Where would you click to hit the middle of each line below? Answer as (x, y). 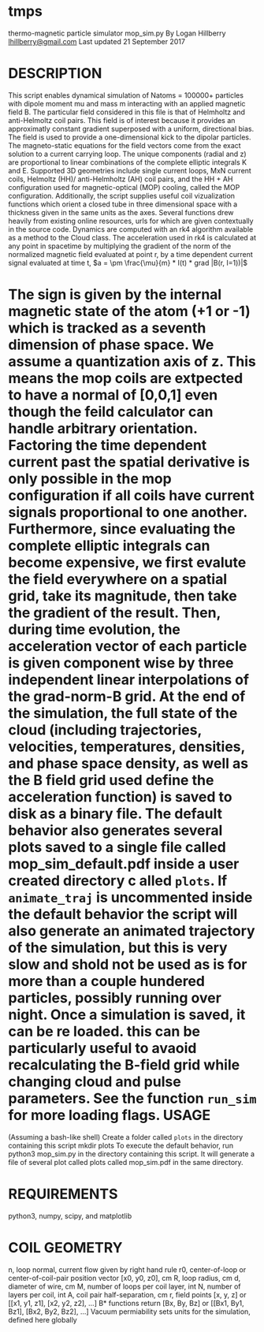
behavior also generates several (115, 831)
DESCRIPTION (55, 74)
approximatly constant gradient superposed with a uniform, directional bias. (131, 128)
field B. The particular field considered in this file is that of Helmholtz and (127, 112)
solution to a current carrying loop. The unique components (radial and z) (127, 154)
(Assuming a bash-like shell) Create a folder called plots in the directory (126, 1137)
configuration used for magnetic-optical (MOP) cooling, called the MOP (124, 187)
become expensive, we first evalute (127, 563)
